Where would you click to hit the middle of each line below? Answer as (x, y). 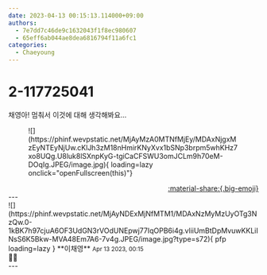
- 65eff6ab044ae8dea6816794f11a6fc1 (76, 38)
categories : (28, 45)
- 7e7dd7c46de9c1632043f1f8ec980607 (76, 30)
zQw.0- (20, 222)
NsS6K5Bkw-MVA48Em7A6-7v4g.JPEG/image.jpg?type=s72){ (111, 238)
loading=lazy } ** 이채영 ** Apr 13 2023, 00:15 (76, 248)
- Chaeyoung (35, 52)
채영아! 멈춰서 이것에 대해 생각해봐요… (68, 114)
